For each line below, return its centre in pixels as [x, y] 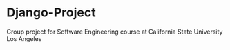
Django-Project [51, 13]
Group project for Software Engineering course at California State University [115, 32]
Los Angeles [24, 38]
